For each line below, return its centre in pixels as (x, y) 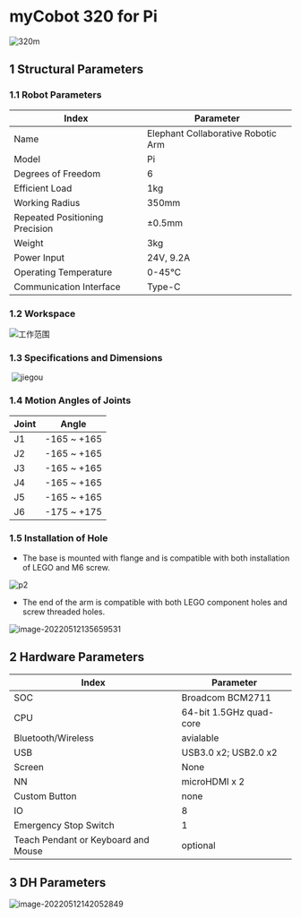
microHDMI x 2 (213, 781)
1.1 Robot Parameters (56, 95)
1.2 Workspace (43, 313)
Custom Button (45, 796)
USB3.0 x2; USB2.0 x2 (229, 752)
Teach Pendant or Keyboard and (82, 839)
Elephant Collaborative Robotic (212, 133)
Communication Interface (67, 287)
